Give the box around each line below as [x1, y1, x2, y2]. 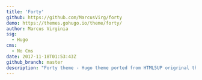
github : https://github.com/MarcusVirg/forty [6, 14, 122, 20]
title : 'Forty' [6, 8, 44, 15]
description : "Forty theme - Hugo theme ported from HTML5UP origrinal [6, 64, 189, 71]
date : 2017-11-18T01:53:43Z [6, 54, 77, 60]
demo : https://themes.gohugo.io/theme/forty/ [6, 20, 122, 26]
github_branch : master [6, 59, 63, 65]
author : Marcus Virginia [6, 25, 69, 32]
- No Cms [11, 48, 34, 54]
